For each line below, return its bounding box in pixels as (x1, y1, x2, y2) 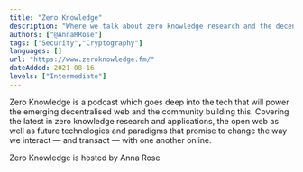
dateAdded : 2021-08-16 (9, 64, 95, 73)
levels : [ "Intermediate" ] (9, 72, 106, 81)
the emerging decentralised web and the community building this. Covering (9, 105, 289, 117)
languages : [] (9, 47, 63, 56)
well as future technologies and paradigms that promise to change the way (9, 125, 288, 136)
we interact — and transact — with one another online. (9, 134, 212, 145)
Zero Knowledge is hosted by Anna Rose (9, 152, 161, 163)
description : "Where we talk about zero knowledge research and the (9, 22, 272, 31)
